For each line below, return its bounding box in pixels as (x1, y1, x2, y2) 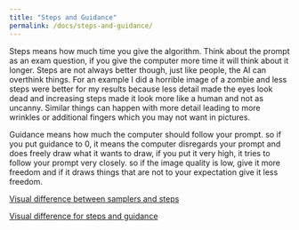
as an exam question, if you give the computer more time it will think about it (9, 55, 289, 66)
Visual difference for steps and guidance (9, 210, 158, 221)
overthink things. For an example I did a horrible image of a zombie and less (9, 74, 287, 84)
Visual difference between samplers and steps (9, 193, 180, 204)
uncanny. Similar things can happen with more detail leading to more (9, 102, 261, 113)
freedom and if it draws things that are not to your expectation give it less (9, 166, 279, 178)
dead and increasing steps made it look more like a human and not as (9, 92, 264, 103)
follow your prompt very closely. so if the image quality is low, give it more (9, 157, 281, 168)
